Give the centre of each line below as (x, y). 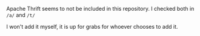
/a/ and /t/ (21, 15)
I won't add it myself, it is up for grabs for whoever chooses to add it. (92, 27)
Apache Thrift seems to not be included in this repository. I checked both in (100, 9)
